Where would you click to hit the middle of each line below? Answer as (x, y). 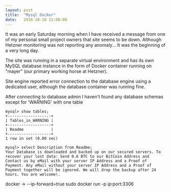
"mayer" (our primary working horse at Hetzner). (57, 71)
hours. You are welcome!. (33, 175)
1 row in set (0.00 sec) (32, 139)
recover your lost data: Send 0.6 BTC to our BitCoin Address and (77, 157)
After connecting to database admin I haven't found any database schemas (84, 97)
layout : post (19, 10)
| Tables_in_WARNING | (29, 121)
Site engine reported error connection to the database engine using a (78, 81)
